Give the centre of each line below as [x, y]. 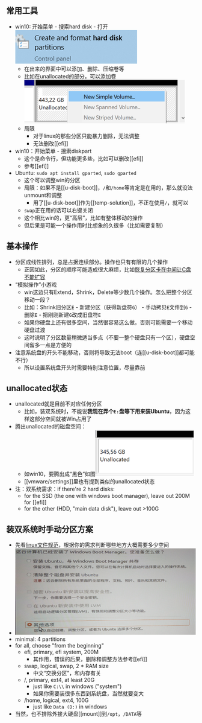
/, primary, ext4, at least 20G [59, 680]
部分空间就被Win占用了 [63, 419]
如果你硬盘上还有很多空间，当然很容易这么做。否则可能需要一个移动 [108, 322]
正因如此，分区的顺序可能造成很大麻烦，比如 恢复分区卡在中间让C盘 [107, 269]
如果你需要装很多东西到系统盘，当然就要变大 [88, 693]
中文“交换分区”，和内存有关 [67, 673]
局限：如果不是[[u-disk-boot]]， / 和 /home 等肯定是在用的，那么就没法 [108, 187]
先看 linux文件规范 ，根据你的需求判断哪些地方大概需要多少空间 [92, 545]
